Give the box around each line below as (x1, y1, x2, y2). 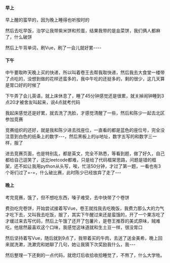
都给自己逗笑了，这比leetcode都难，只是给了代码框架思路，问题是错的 (5, 157, 152, 163)
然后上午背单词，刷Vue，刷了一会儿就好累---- (5, 45, 102, 51)
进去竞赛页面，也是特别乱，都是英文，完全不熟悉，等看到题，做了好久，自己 (5, 151, 165, 157)
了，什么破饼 (5, 34, 32, 40)
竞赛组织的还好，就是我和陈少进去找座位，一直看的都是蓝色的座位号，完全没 (5, 127, 165, 133)
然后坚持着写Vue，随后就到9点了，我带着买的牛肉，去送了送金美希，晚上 (5, 235, 158, 241)
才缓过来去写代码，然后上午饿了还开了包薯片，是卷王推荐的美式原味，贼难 (5, 218, 160, 224)
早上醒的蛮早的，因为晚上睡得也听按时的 (5, 17, 90, 23)
